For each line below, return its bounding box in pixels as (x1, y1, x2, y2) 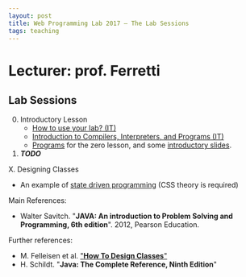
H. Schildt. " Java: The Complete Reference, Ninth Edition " (19, 259, 218, 270)
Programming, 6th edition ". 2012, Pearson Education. (19, 220, 200, 229)
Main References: (8, 196, 67, 205)
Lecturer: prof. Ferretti (8, 61, 161, 80)
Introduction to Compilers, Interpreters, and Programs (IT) (31, 132, 224, 142)
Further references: (8, 235, 73, 246)
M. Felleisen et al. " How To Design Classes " (19, 251, 168, 261)
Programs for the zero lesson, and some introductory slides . (31, 140, 232, 150)
